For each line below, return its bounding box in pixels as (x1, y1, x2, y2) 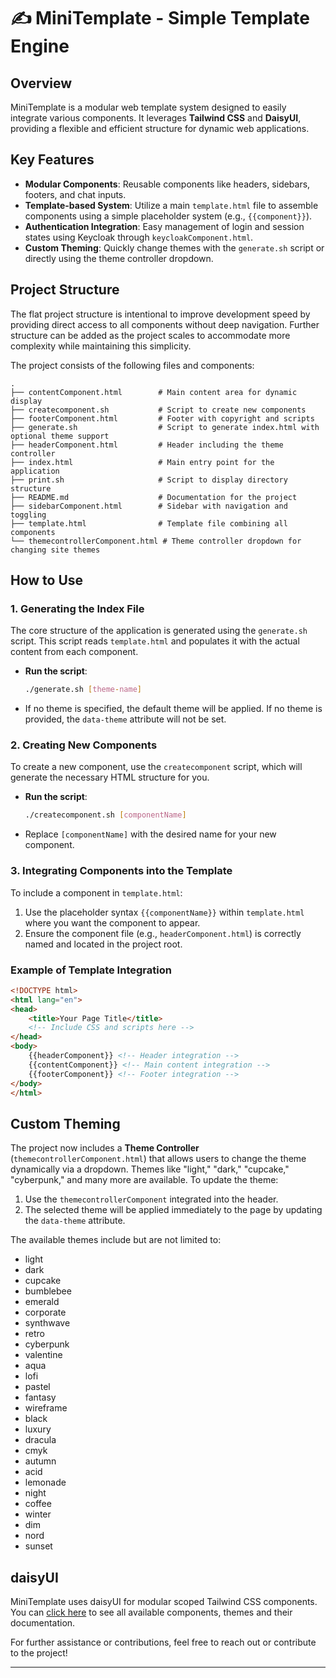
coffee (24, 1498, 52, 1510)
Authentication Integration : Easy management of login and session (24, 220, 305, 232)
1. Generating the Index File (10, 601, 145, 615)
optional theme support (10, 431, 110, 441)
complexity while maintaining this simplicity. (10, 340, 192, 352)
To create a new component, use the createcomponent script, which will (10, 761, 303, 773)
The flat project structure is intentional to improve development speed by (10, 308, 311, 320)
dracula (24, 1434, 57, 1446)
